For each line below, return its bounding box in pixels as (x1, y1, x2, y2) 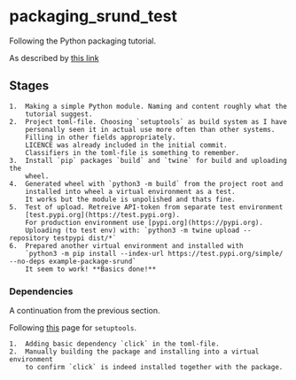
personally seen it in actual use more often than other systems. (25, 125, 276, 134)
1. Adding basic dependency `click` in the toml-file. (9, 339, 220, 349)
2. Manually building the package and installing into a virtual (9, 347, 260, 356)
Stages (9, 78, 50, 94)
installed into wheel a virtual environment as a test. (25, 187, 237, 196)
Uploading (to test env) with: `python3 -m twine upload (25, 226, 240, 235)
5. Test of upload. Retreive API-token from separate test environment (9, 202, 284, 212)
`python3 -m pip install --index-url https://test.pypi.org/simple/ (25, 249, 284, 258)
